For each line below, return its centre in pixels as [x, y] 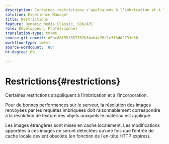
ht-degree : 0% [20, 52]
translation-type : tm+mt [31, 33]
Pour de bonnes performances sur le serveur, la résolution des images [78, 105]
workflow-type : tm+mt [28, 43]
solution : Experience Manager [37, 15]
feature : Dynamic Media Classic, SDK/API [49, 24]
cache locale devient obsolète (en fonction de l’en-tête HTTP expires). [78, 136]
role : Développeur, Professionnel [41, 29]
